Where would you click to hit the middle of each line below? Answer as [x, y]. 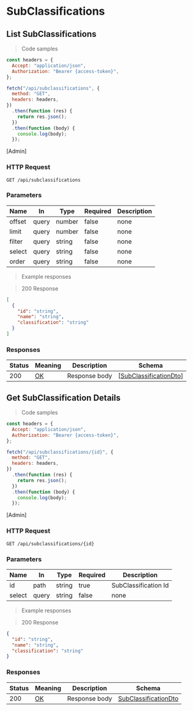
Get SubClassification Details [63, 398]
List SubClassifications [51, 34]
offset [18, 221]
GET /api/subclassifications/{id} [51, 544]
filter [16, 241]
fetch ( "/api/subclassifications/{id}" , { [60, 452]
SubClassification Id [140, 585]
